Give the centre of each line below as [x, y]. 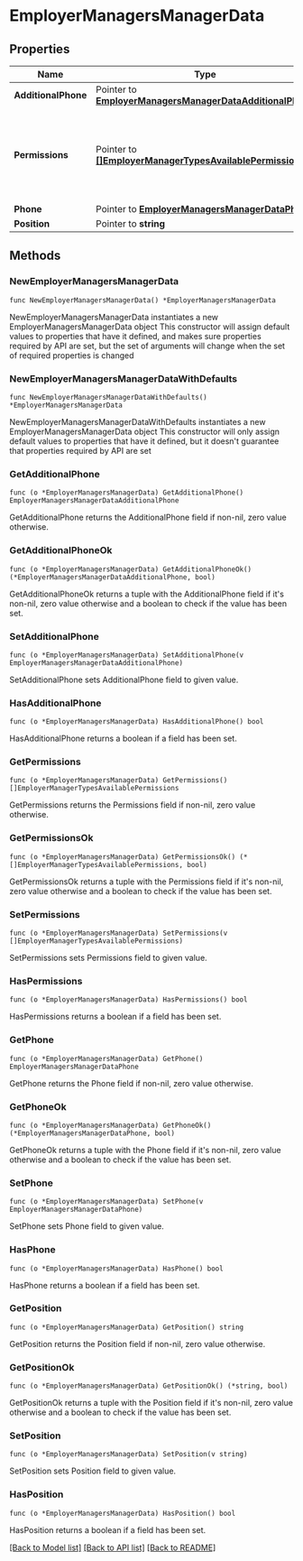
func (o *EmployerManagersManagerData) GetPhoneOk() [110, 1125]
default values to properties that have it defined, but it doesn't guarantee [144, 441]
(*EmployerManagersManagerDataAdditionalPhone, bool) [113, 577]
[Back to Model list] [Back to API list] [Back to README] [113, 1547]
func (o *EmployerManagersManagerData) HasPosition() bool [123, 1513]
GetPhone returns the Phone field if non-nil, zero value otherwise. [132, 1083]
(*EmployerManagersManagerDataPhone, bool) [92, 1133]
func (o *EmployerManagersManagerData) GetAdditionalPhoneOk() [131, 569]
